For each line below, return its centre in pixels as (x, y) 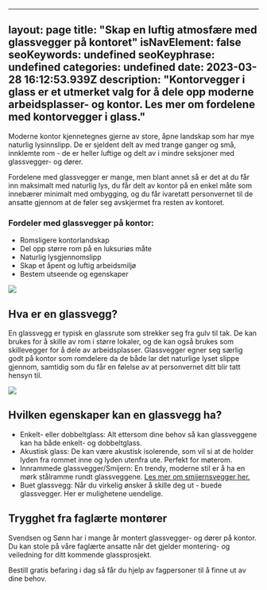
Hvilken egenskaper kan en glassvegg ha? (115, 415)
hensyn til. (25, 375)
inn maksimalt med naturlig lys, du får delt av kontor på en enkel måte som (130, 185)
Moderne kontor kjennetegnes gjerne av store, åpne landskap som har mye (131, 136)
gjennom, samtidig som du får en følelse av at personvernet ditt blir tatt (124, 367)
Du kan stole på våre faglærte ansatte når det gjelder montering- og (119, 546)
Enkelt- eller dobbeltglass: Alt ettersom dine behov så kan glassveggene (138, 434)
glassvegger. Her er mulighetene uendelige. (91, 493)
